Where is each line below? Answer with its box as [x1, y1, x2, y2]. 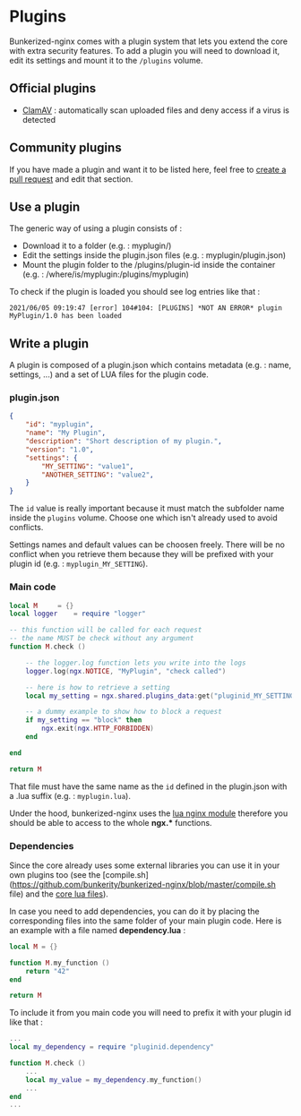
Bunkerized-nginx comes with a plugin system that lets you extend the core [9, 36, 288, 47]
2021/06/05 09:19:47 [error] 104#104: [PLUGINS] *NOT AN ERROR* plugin [9, 304, 282, 313]
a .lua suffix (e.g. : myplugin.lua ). [9, 790, 132, 801]
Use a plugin [9, 199, 81, 214]
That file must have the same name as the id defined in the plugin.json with [9, 781, 288, 792]
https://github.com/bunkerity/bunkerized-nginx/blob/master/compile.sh [12, 879, 276, 889]
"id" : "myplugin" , [25, 420, 94, 429]
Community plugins [9, 141, 123, 156]
